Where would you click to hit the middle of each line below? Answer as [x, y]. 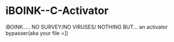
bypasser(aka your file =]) [37, 33]
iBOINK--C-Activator [57, 11]
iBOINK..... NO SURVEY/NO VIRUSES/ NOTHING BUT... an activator [87, 27]
